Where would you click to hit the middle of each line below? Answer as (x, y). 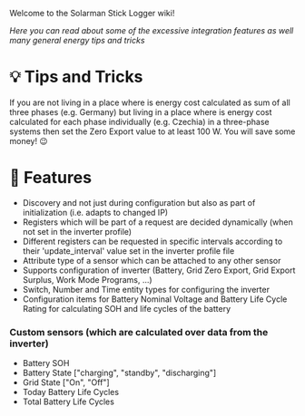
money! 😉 (29, 140)
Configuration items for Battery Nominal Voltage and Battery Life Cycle (155, 299)
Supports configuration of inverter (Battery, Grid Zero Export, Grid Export (159, 270)
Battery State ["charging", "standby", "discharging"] (119, 373)
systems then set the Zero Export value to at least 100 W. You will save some (152, 131)
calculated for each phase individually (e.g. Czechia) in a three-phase (139, 121)
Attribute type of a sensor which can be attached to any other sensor (152, 260)
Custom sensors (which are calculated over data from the (139, 332)
